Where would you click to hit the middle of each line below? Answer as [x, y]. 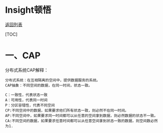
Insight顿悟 [28, 10]
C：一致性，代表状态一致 [26, 95]
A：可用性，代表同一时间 [26, 100]
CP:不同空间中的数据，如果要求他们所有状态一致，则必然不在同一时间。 [67, 111]
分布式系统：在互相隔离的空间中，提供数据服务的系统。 [53, 80]
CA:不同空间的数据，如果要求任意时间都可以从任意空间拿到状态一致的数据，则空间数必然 [81, 121]
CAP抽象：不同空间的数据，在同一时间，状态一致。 [49, 85]
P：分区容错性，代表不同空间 [30, 105]
